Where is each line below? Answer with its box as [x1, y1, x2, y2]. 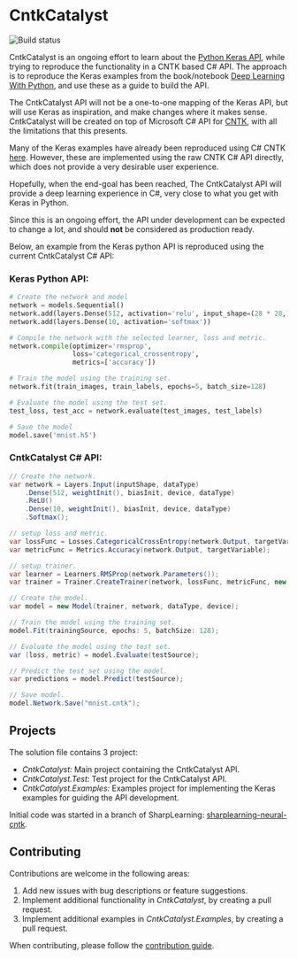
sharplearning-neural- [206, 809, 287, 820]
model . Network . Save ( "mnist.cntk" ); [9, 699, 141, 708]
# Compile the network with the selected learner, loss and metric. [9, 333, 267, 342]
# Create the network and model [9, 293, 128, 302]
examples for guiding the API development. [21, 792, 179, 802]
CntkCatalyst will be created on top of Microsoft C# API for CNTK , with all [9, 116, 278, 127]
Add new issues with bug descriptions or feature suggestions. [21, 885, 248, 895]
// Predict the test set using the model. [9, 666, 168, 676]
